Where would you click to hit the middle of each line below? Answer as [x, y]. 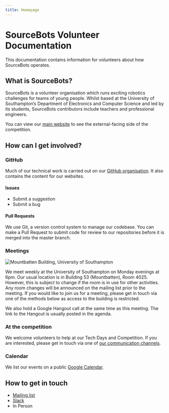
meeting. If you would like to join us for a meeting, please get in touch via [81, 293]
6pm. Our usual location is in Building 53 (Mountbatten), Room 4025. [76, 277]
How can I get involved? [44, 145]
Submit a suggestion [34, 199]
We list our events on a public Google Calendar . [55, 367]
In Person [22, 406]
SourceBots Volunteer [52, 35]
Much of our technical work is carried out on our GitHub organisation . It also [84, 171]
